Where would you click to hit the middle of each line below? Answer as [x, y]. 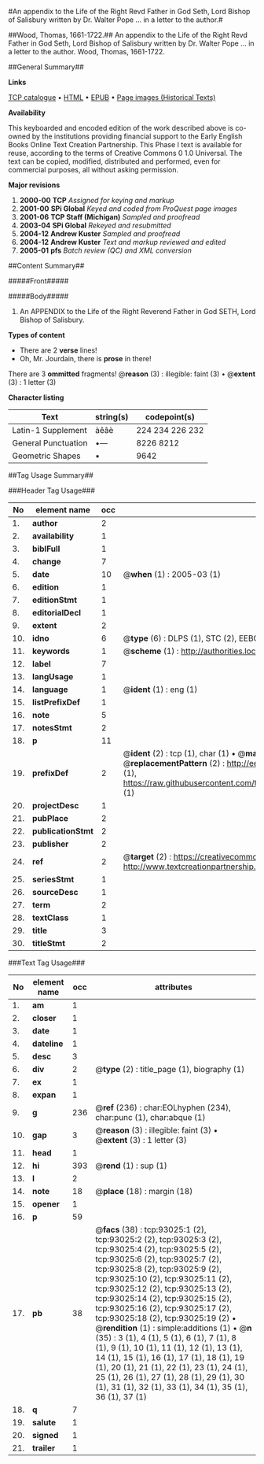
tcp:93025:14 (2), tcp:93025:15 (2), [164, 1298]
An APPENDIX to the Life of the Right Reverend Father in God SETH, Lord [137, 311]
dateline [48, 1044]
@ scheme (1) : [151, 651]
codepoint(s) [170, 417]
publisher [51, 844]
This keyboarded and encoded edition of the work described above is [121, 128]
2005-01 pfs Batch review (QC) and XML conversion [106, 250]
